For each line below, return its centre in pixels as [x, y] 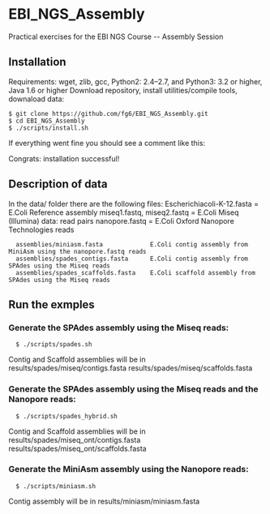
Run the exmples [51, 304]
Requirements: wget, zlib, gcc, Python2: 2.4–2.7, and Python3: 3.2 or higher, [135, 81]
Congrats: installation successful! [64, 158]
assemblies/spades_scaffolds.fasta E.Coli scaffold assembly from [135, 272]
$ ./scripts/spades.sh [54, 345]
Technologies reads [41, 229]
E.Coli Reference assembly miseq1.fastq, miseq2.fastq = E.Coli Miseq [124, 212]
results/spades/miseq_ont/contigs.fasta [75, 439]
